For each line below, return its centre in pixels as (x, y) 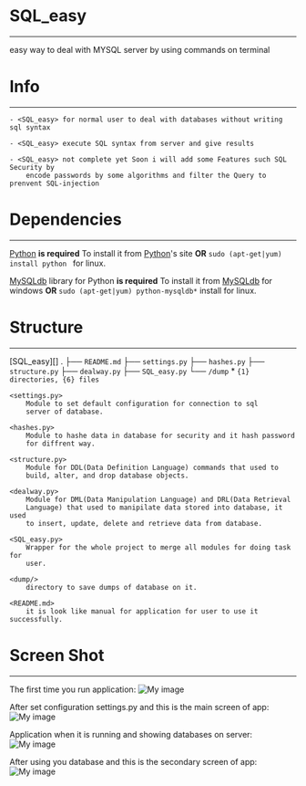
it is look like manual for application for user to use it (142, 611)
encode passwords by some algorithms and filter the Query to (146, 175)
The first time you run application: (73, 689)
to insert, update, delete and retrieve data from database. (144, 523)
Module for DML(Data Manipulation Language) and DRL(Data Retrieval (158, 499)
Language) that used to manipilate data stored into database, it (154, 508)
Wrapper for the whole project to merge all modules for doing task (158, 547)
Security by (32, 167)
